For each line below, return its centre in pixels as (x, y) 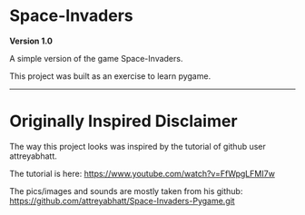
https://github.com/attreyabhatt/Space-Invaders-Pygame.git (122, 200)
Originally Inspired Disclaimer (123, 121)
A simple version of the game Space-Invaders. (96, 58)
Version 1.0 (31, 41)
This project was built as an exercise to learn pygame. (110, 76)
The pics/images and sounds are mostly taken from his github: (126, 191)
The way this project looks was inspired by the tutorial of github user (138, 146)
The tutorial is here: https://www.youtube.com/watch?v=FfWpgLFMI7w (142, 173)
